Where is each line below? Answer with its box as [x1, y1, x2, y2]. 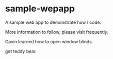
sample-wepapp [5, 3, 75, 14]
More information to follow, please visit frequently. [5, 29, 108, 35]
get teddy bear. [5, 48, 37, 54]
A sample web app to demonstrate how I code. [5, 19, 101, 25]
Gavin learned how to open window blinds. [5, 38, 93, 45]
